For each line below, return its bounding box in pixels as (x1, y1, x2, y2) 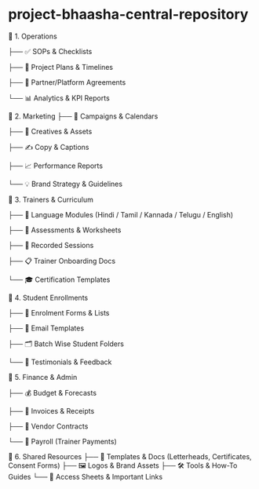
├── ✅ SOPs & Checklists (8, 46, 93, 56)
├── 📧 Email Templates (8, 323, 85, 333)
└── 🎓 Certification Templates (8, 275, 111, 284)
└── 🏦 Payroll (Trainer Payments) (8, 436, 118, 446)
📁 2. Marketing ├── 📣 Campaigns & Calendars (8, 111, 159, 121)
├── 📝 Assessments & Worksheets (8, 225, 122, 235)
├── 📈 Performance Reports (8, 161, 104, 170)
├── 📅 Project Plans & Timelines (8, 62, 114, 71)
